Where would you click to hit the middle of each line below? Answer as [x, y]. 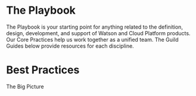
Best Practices [43, 70]
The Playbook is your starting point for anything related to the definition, [95, 27]
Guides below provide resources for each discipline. [70, 46]
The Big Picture [25, 86]
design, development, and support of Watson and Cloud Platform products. [98, 33]
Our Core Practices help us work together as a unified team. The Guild [92, 39]
